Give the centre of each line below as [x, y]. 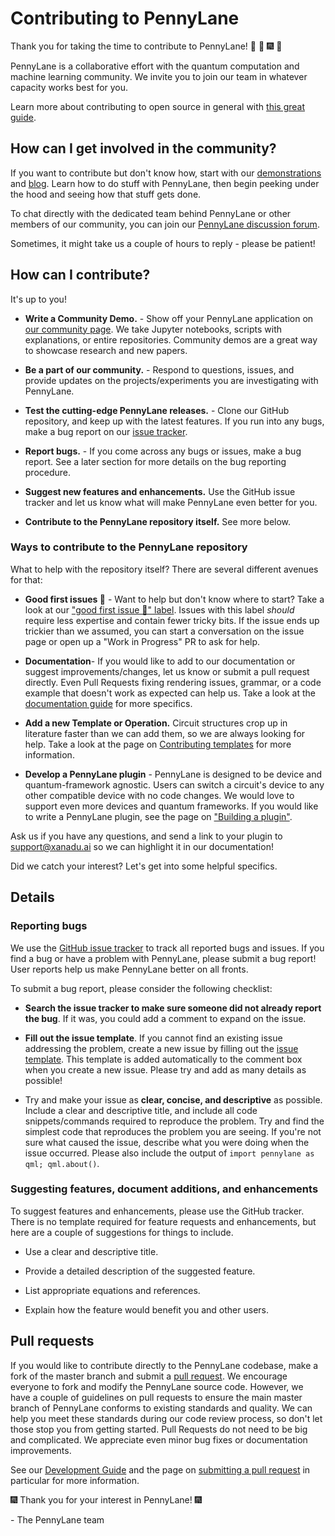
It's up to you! [38, 299]
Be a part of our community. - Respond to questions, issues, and [159, 369]
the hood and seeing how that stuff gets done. [106, 194]
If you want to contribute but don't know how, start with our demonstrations [166, 173]
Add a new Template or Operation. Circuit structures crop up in [156, 723]
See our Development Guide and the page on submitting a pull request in [160, 1469]
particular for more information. [75, 1480]
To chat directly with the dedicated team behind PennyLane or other [151, 213]
